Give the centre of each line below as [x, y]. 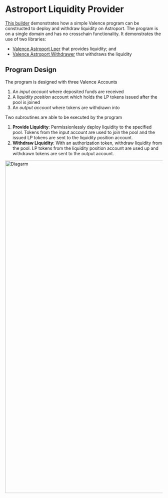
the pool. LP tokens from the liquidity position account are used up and [85, 148]
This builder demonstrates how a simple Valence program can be [72, 23]
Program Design [31, 70]
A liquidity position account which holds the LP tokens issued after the [85, 97]
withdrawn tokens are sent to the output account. [63, 153]
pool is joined [26, 102]
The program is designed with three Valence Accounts [61, 82]
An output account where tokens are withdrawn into [66, 107]
